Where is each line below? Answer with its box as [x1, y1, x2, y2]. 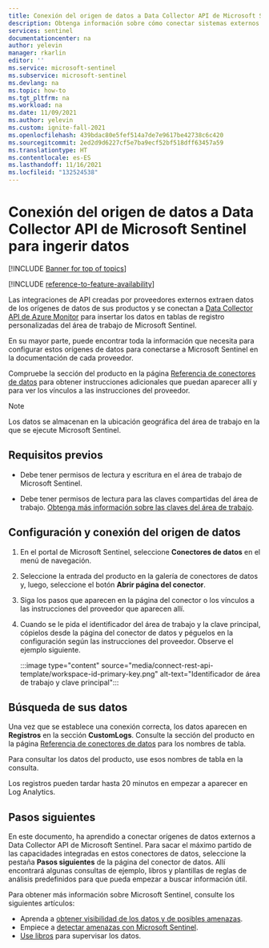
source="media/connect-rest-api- [101, 660, 214, 670]
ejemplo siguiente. [19, 645, 82, 654]
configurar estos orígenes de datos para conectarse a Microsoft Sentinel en [8, 344, 259, 354]
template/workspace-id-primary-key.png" [19, 669, 159, 678]
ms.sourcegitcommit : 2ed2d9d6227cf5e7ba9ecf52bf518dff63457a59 [8, 138, 224, 147]
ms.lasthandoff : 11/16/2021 [8, 161, 102, 169]
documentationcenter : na [8, 34, 91, 43]
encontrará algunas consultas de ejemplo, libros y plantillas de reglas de [8, 866, 247, 876]
